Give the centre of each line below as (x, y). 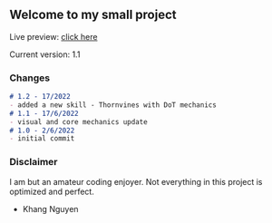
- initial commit (42, 139)
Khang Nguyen (50, 208)
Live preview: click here (53, 36)
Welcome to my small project (93, 15)
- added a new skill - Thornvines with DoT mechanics (113, 105)
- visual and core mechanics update (78, 121)
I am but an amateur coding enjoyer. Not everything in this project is (136, 181)
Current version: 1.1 (45, 54)
